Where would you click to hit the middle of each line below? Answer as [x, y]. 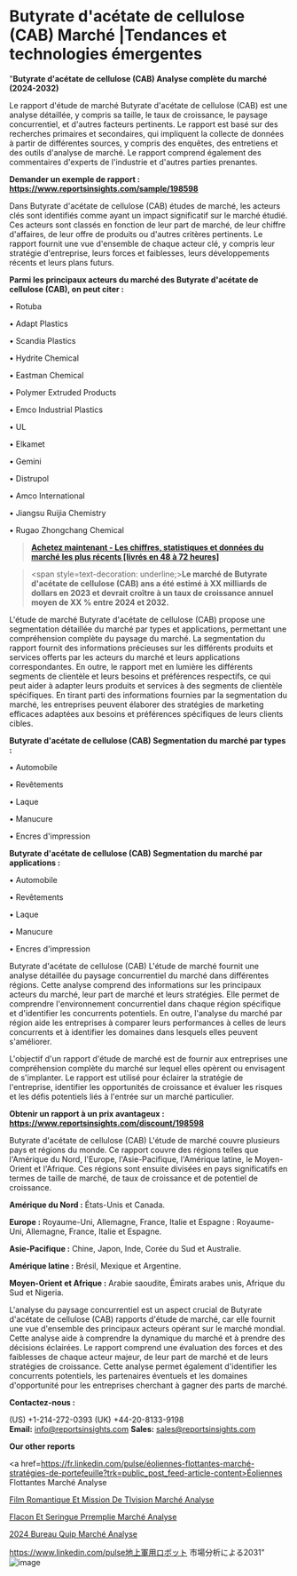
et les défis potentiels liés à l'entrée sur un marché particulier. [122, 1096]
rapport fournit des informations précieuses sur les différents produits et [141, 648]
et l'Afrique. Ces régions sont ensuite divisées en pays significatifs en [161, 1168]
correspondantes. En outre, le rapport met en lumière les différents [131, 666]
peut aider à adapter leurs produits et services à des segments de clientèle [146, 685]
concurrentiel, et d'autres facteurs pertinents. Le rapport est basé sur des [144, 124]
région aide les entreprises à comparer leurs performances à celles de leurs [148, 1023]
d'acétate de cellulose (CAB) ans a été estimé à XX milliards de [149, 583]
